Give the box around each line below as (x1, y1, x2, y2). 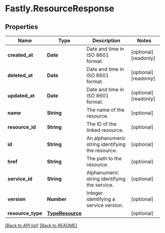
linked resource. (86, 127, 124, 133)
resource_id (7, 124, 36, 131)
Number (47, 196, 67, 202)
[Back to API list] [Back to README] (5, 223, 78, 228)
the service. (86, 182, 114, 188)
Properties (5, 23, 38, 31)
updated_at (7, 92, 35, 99)
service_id (7, 175, 33, 182)
